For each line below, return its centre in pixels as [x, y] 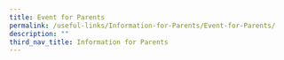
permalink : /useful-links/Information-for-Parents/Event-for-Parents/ [142, 26]
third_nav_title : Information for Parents [89, 42]
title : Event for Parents [57, 17]
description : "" [39, 34]
